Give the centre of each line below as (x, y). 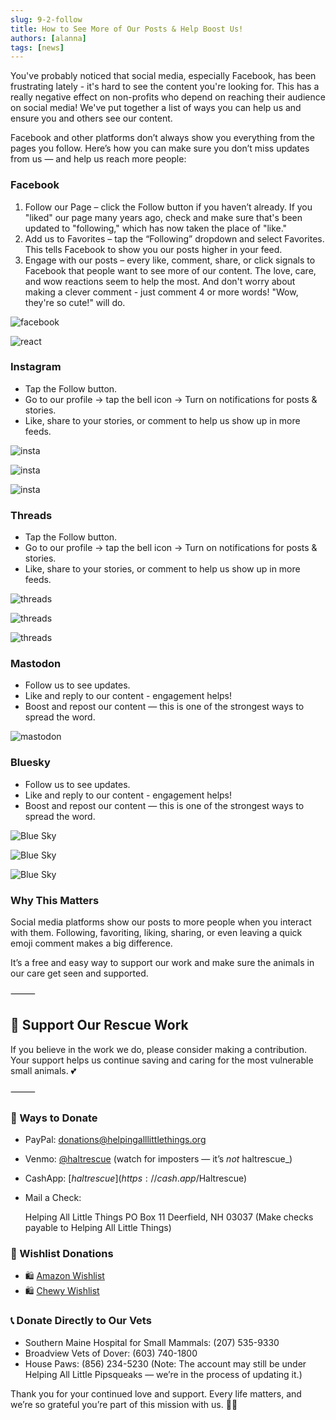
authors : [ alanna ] (48, 38)
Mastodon (36, 664)
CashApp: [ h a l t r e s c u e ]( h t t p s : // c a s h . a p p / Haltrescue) (136, 1178)
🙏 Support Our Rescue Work (99, 1025)
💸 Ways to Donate (54, 1118)
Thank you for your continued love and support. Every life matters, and (156, 1393)
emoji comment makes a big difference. (91, 943)
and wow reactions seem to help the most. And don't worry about (160, 281)
